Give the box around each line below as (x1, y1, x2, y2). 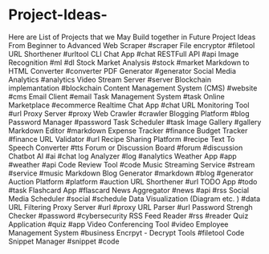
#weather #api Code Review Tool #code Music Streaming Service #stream (8, 159, 255, 169)
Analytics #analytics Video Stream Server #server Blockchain (8, 75, 211, 84)
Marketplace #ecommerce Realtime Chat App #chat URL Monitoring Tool (8, 100, 250, 110)
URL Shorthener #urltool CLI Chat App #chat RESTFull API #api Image (8, 49, 239, 58)
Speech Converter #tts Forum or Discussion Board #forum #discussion (8, 143, 243, 152)
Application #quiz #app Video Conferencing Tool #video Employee (8, 219, 229, 229)
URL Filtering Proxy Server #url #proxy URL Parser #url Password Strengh (8, 202, 253, 212)
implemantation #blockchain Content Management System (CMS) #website (8, 83, 258, 93)
